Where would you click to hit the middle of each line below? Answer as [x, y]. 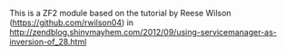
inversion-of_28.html [48, 41]
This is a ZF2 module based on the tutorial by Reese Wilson [120, 13]
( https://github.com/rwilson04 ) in [72, 23]
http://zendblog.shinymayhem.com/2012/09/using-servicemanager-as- [143, 32]
